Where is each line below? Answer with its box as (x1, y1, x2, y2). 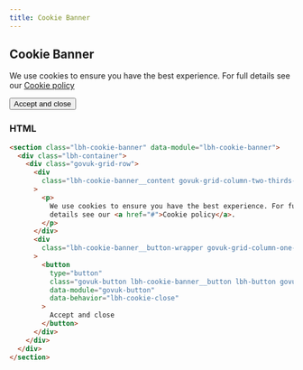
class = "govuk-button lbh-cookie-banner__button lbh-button (49, 277, 277, 286)
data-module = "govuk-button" (49, 285, 155, 294)
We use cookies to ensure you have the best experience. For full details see (9, 70, 290, 81)
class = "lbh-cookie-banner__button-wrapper (41, 244, 204, 253)
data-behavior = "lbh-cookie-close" (49, 294, 179, 303)
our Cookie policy (9, 80, 75, 91)
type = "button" (49, 268, 103, 278)
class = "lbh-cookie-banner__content (41, 177, 176, 186)
